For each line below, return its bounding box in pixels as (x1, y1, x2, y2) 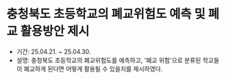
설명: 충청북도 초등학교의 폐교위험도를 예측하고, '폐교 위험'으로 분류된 (16, 56, 201, 64)
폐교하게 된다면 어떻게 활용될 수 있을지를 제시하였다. (23, 65, 163, 73)
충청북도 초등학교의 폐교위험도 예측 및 (6, 6, 206, 22)
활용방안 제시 (20, 23, 90, 39)
